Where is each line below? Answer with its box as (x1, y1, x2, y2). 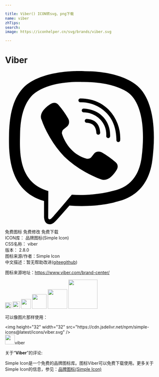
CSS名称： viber (5, 241, 38, 247)
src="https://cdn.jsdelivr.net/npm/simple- (66, 324, 149, 330)
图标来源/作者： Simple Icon (5, 253, 60, 259)
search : (5, 25, 21, 30)
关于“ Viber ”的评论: (5, 350, 43, 356)
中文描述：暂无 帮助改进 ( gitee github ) (5, 259, 78, 265)
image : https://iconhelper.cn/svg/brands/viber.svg (5, 30, 111, 35)
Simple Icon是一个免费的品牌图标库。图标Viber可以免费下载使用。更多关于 (5, 360, 154, 366)
